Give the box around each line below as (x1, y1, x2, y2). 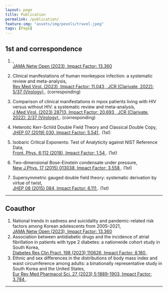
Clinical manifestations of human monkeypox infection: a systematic (12, 73, 153, 79)
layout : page (5, 7, 32, 13)
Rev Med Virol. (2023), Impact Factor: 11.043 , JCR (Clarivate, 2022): (12, 83, 154, 89)
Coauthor (5, 204, 36, 213)
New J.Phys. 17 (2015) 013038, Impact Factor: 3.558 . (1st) (12, 165, 132, 171)
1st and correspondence (5, 45, 82, 53)
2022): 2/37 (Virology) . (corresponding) (12, 114, 96, 120)
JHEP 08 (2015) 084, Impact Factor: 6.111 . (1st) (12, 185, 109, 191)
